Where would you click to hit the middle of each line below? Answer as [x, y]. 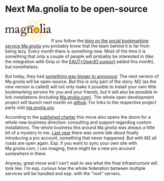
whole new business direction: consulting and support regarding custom [78, 122]
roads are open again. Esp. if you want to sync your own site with [71, 143]
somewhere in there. [26, 154]
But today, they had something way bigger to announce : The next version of [82, 76]
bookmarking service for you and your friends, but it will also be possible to [82, 92]
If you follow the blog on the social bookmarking [100, 41]
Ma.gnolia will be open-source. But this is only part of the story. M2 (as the [81, 81]
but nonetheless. [22, 67]
